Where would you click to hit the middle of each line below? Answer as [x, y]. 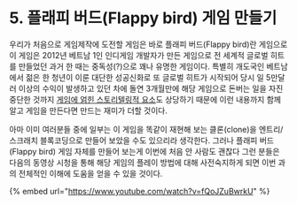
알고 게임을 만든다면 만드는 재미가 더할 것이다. [89, 110]
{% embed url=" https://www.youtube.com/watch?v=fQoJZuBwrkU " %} [140, 191]
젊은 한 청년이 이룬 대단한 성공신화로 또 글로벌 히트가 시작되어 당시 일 [145, 77]
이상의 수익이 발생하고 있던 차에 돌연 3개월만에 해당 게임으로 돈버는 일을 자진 [151, 88]
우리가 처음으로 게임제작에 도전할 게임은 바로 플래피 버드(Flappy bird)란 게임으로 [148, 44]
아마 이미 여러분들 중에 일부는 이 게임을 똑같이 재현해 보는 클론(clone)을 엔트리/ [146, 129]
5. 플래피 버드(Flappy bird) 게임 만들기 [143, 18]
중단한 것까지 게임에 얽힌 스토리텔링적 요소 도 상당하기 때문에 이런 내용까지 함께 [145, 99]
